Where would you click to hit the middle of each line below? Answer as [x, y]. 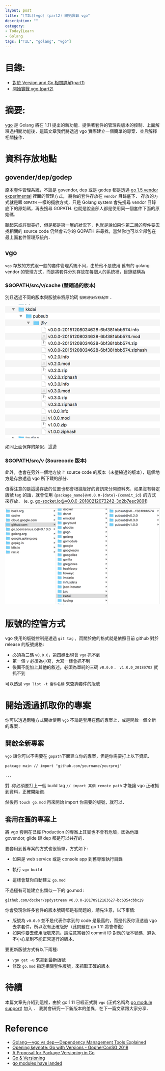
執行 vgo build [27, 870]
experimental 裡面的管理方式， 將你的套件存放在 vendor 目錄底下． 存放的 [80, 196]
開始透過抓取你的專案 [48, 705]
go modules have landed [37, 1063]
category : [15, 26]
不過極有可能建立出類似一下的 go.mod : [45, 890]
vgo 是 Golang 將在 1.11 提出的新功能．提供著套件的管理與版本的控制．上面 [80, 125]
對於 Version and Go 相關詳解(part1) [48, 82]
